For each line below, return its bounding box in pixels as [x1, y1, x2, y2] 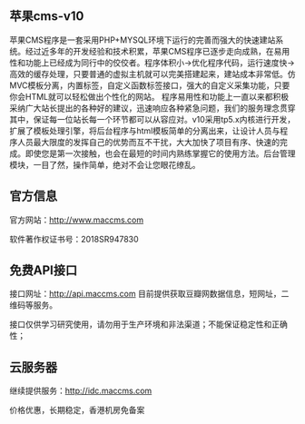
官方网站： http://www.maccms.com [9, 214, 143, 225]
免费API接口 [9, 262, 78, 279]
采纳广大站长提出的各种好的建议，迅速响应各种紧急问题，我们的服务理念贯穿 [9, 103, 296, 113]
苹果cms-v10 [9, 8, 84, 25]
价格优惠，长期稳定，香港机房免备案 [9, 405, 145, 416]
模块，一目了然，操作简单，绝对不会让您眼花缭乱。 [9, 159, 201, 170]
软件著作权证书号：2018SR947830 [9, 233, 139, 244]
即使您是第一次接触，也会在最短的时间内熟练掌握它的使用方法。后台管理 [25, 148, 296, 159]
